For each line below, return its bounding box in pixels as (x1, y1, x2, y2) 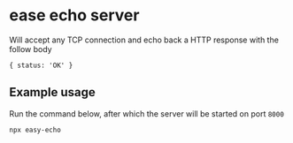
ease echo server (9, 5, 140, 26)
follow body (9, 43, 52, 54)
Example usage (9, 85, 96, 100)
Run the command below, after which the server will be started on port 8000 (9, 108, 285, 119)
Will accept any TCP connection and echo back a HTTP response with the (9, 34, 279, 45)
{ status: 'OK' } (9, 61, 73, 70)
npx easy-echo (9, 125, 62, 134)
